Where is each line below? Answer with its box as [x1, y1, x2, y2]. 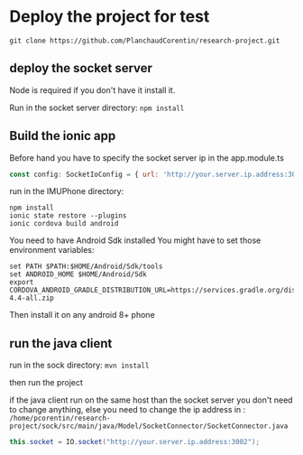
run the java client [9, 336, 113, 351]
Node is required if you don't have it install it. [9, 84, 176, 96]
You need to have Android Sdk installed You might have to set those [9, 235, 262, 246]
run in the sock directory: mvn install [9, 359, 150, 371]
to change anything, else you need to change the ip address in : [9, 404, 246, 415]
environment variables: [9, 245, 95, 255]
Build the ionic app [9, 128, 116, 144]
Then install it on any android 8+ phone [9, 310, 155, 320]
